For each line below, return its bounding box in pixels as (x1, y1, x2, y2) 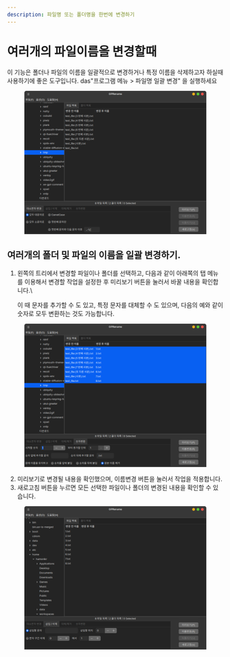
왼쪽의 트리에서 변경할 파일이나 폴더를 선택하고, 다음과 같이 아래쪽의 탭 (16, 269, 206, 277)
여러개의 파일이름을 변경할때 (7, 43, 157, 59)
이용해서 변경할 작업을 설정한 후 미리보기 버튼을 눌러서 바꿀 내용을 (24, 278, 200, 286)
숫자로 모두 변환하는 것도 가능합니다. (16, 309, 115, 317)
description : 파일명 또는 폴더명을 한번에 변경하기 (7, 11, 135, 18)
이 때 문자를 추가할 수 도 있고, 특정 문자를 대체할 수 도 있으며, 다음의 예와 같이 (16, 300, 224, 309)
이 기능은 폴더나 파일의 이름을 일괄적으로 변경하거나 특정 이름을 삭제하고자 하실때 (7, 67, 224, 76)
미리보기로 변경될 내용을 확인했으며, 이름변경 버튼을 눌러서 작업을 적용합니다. (16, 474, 223, 483)
